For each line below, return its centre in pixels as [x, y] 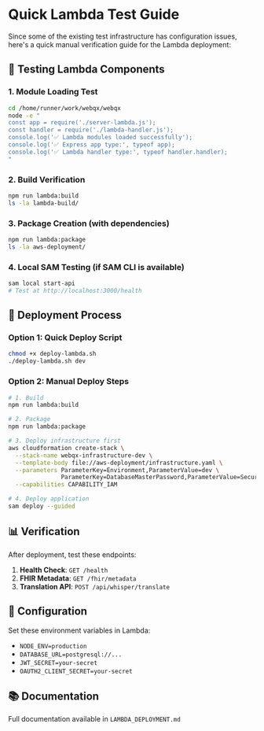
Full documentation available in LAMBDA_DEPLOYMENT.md [94, 719]
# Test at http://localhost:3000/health [75, 290]
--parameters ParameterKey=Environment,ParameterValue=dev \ [117, 470]
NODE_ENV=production [53, 646]
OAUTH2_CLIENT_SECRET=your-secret [76, 671]
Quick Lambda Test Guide [94, 15]
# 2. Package [29, 419]
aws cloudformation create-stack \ [66, 448]
